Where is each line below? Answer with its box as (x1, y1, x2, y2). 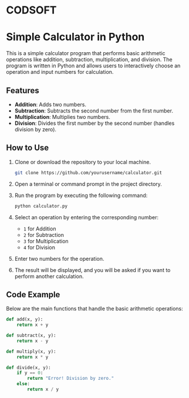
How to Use (6, 143, 49, 153)
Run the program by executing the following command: (14, 192, 148, 199)
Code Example (6, 290, 60, 300)
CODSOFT (6, 4, 57, 17)
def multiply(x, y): (6, 348, 57, 355)
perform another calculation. (14, 273, 84, 280)
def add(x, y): (6, 317, 43, 322)
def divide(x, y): (6, 365, 51, 370)
